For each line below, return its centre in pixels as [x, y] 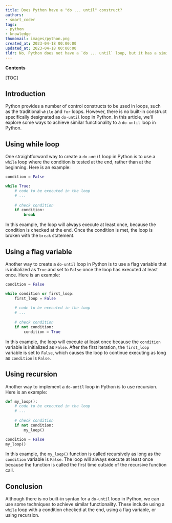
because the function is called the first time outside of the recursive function [86, 465]
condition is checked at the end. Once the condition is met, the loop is [79, 230]
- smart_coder [20, 20]
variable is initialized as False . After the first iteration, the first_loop [77, 347]
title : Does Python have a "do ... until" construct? [64, 10]
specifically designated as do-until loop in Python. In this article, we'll [79, 117]
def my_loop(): [21, 401]
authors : [15, 15]
